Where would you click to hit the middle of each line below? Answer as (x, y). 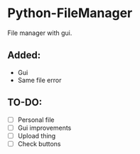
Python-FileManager (70, 13)
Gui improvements (44, 128)
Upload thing (37, 135)
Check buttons (39, 143)
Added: (24, 55)
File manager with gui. (40, 33)
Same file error (39, 80)
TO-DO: (25, 102)
